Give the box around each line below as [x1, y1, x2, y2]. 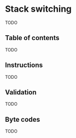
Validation [5, 88, 37, 96]
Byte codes [5, 115, 40, 123]
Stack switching [5, 3, 72, 15]
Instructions [5, 61, 43, 69]
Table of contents [5, 34, 59, 42]
